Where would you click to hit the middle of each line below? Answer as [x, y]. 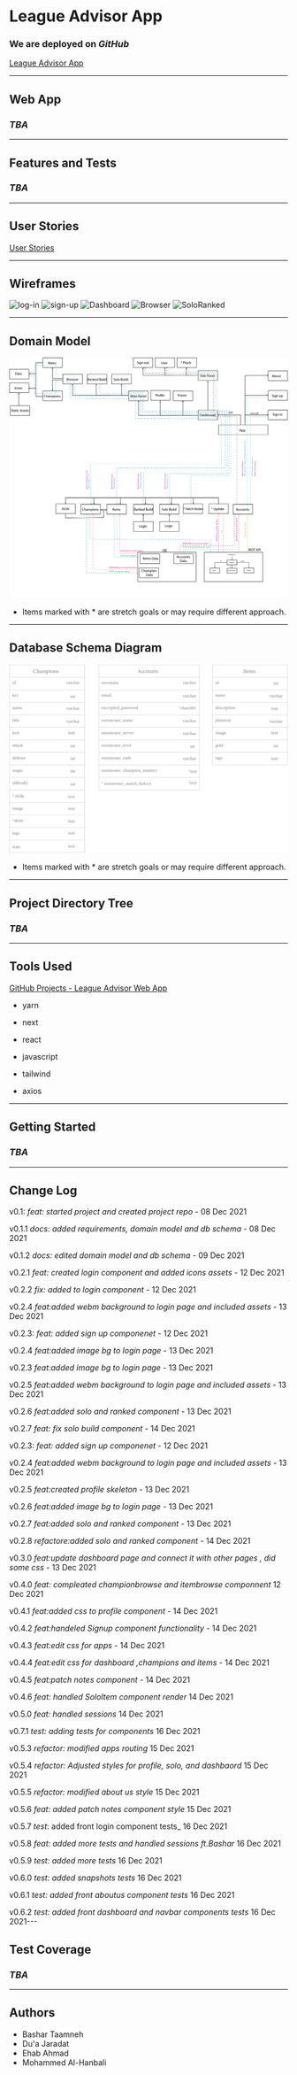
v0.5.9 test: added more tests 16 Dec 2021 [86, 1861]
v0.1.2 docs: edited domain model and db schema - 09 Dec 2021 [127, 1255]
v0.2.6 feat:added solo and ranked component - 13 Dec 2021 [120, 1412]
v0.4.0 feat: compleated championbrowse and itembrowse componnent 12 [145, 1585]
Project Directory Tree [72, 903]
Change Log [43, 1190]
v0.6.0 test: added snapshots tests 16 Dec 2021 [95, 1878]
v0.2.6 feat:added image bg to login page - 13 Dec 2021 [111, 1507]
